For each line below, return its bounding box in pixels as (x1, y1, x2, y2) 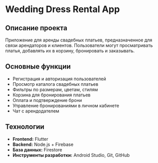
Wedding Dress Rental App (5, 4, 120, 15)
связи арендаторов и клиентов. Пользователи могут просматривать (5, 42, 153, 48)
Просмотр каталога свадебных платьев (12, 81, 99, 87)
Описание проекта (5, 24, 67, 32)
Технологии (5, 123, 44, 131)
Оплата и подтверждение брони (12, 97, 82, 103)
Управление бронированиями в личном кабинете (12, 102, 119, 108)
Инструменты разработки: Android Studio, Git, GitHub (12, 152, 130, 158)
